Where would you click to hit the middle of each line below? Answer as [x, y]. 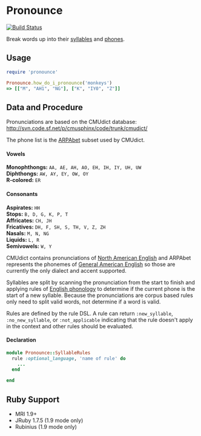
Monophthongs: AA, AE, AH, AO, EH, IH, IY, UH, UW [74, 168]
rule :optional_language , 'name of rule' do [69, 358]
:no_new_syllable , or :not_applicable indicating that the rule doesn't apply [100, 320]
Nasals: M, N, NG [28, 233]
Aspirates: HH [23, 207]
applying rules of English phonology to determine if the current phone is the [101, 288]
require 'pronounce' [32, 72]
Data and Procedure [45, 107]
